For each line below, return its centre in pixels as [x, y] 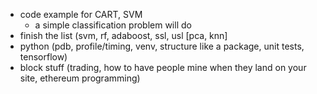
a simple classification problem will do [113, 25]
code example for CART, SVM [81, 14]
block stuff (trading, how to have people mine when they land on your [163, 67]
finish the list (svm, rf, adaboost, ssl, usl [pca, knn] [123, 35]
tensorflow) [43, 57]
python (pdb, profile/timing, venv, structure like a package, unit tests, [162, 46]
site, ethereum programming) [80, 78]
